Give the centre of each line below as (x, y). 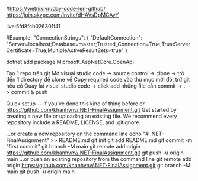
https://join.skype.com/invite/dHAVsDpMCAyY (63, 15)
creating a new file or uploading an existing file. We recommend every (92, 116)
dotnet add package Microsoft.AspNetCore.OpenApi (70, 62)
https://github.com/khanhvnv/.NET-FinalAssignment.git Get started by (91, 110)
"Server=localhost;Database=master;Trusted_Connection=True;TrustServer (98, 44)
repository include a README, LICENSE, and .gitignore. (74, 122)
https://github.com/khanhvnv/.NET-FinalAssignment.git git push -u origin (95, 153)
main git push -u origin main (41, 172)
